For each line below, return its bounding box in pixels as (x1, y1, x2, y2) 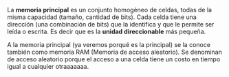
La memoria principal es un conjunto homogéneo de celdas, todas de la (7, 6, 212, 14)
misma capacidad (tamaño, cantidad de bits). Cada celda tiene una (7, 13, 197, 21)
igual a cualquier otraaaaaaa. (7, 63, 89, 70)
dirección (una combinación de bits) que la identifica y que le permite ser (7, 20, 215, 28)
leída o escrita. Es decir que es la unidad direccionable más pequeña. (7, 27, 206, 35)
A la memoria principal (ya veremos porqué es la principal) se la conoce (7, 41, 211, 48)
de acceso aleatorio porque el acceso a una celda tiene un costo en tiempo (7, 55, 221, 63)
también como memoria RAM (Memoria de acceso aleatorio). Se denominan (7, 48, 222, 56)
